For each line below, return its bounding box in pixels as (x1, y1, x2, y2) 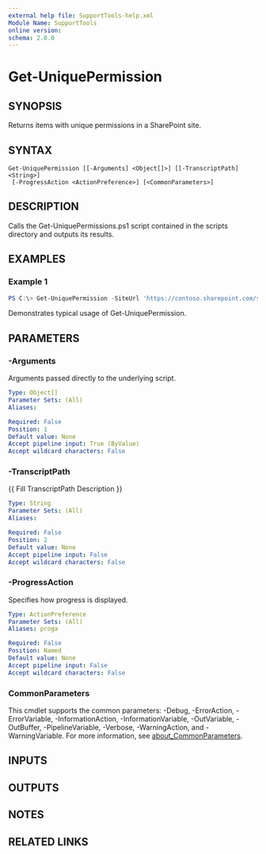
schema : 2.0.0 (8, 33, 55, 42)
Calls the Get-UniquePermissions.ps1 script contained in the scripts (8, 221, 228, 230)
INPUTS (8, 754, 47, 767)
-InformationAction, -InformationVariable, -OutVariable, (55, 714, 235, 724)
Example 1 (8, 276, 48, 287)
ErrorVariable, (8, 714, 54, 724)
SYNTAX (8, 144, 53, 157)
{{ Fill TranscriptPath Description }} (8, 484, 123, 494)
